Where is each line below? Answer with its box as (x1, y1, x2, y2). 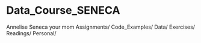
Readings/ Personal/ (6, 29, 57, 36)
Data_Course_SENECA (6, 4, 120, 17)
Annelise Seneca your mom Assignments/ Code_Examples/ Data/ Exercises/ (6, 23, 196, 30)
